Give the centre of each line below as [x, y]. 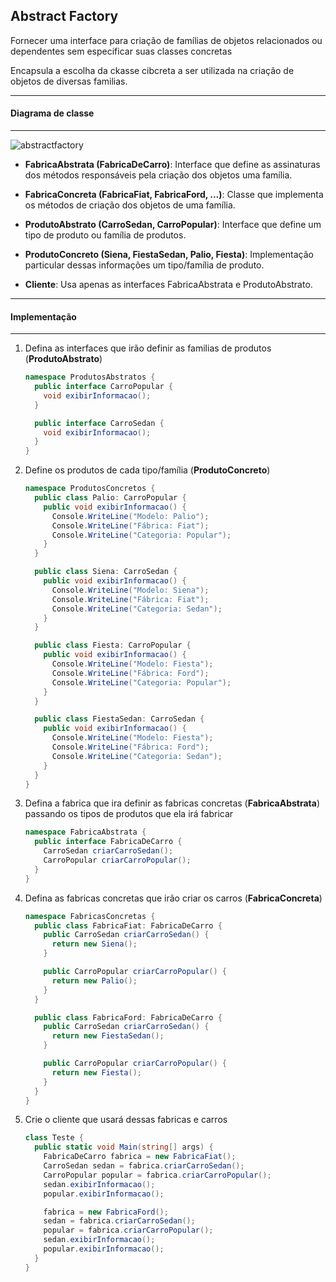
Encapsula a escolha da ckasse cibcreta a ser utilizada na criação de [152, 70]
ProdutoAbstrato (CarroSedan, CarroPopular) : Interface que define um [173, 225]
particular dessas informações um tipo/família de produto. [144, 265]
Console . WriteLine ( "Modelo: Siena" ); [130, 590]
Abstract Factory [64, 16]
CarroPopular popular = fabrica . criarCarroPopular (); [157, 1175]
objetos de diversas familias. [69, 81]
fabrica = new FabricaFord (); [106, 1212]
